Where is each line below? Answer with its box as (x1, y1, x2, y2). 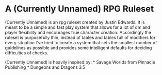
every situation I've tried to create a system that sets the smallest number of (5, 39, 157, 45)
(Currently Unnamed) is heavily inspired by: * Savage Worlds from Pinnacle (5, 59, 155, 65)
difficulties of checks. (5, 50, 49, 56)
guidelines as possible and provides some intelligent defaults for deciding (5, 45, 152, 50)
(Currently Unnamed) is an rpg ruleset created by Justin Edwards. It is (5, 19, 145, 25)
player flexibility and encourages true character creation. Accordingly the (5, 29, 151, 35)
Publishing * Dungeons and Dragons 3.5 (5, 64, 85, 70)
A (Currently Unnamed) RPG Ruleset (5, 3, 154, 14)
